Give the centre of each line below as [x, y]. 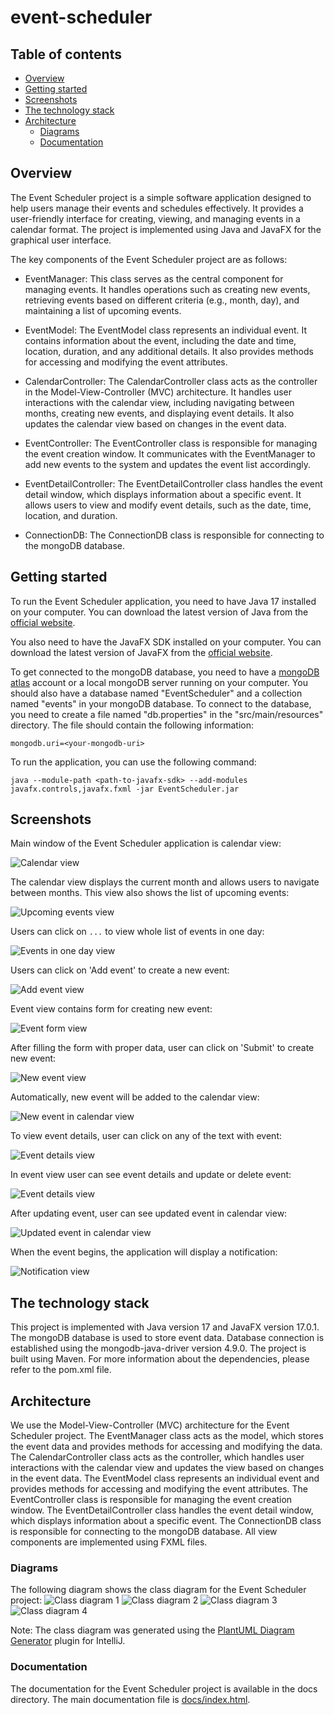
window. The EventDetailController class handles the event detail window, [162, 1510]
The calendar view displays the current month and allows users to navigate [165, 882]
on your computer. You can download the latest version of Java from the [159, 612]
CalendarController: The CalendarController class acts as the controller [171, 381]
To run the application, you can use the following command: [133, 762]
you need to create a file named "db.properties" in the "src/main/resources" [167, 714]
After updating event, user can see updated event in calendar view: [149, 1213]
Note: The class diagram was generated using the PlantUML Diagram [152, 1630]
